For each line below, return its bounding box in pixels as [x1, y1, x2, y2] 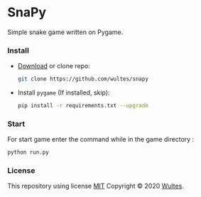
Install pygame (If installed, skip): [17, 88, 110, 97]
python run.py [7, 149, 50, 156]
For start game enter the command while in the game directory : [7, 135, 195, 144]
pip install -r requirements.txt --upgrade [17, 102, 149, 110]
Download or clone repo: [17, 62, 91, 70]
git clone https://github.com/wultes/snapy [17, 75, 149, 82]
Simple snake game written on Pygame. [7, 28, 124, 36]
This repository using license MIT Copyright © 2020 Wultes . [7, 182, 185, 191]
